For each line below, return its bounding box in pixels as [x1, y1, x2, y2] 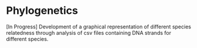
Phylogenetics [6, 4, 78, 17]
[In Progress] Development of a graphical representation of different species [6, 23, 191, 30]
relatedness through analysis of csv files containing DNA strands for [6, 29, 172, 36]
